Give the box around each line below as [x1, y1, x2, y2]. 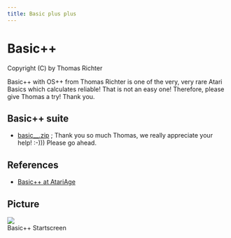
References [7, 159, 59, 171]
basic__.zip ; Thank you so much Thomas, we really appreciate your [17, 131, 213, 140]
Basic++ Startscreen [7, 224, 66, 232]
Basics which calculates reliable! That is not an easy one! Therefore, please [7, 85, 225, 93]
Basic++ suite [7, 112, 69, 124]
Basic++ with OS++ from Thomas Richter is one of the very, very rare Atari [7, 77, 223, 86]
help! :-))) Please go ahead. [17, 138, 97, 147]
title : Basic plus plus [7, 10, 77, 18]
